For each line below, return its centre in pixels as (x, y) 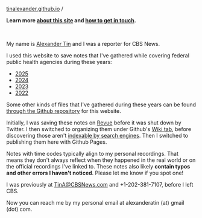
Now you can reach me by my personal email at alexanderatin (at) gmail (95, 203)
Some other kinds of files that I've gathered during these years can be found (101, 104)
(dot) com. (19, 209)
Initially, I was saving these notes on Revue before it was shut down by (94, 123)
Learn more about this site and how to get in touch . (71, 20)
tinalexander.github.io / (35, 9)
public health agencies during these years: (59, 62)
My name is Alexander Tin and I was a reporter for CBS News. (83, 44)
